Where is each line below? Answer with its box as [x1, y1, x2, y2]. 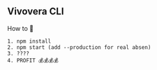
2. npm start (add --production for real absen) [7, 43, 151, 51]
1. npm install [7, 38, 52, 45]
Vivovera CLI [7, 6, 64, 17]
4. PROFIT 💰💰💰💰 [7, 57, 59, 64]
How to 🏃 [7, 24, 33, 32]
